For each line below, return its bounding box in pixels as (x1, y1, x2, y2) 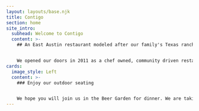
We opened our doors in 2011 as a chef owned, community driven (17, 58, 179, 64)
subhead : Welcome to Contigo (11, 31, 84, 37)
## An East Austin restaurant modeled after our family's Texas (17, 42, 179, 48)
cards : (6, 63, 23, 69)
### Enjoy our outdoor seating (17, 80, 94, 86)
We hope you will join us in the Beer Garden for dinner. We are (17, 96, 182, 102)
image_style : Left (11, 69, 57, 75)
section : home (6, 20, 41, 26)
